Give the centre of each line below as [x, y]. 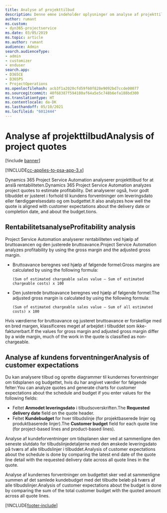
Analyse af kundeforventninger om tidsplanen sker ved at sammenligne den [83, 439]
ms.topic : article [24, 38]
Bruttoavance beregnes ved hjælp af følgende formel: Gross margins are [86, 265]
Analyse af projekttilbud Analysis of [80, 136]
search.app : [17, 70]
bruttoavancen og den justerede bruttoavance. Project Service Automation [81, 244]
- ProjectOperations [27, 84]
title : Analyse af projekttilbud [40, 10]
